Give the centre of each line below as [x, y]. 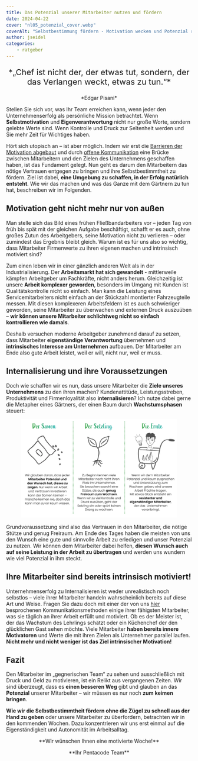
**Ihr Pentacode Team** [99, 753]
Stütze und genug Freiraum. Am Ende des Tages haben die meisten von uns [98, 533]
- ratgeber [30, 50]
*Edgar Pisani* [99, 98]
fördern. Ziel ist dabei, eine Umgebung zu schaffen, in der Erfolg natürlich [97, 177]
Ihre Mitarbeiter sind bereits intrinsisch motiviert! [99, 577]
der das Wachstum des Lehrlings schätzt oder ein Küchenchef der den [92, 623]
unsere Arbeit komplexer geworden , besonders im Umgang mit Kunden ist [97, 285]
